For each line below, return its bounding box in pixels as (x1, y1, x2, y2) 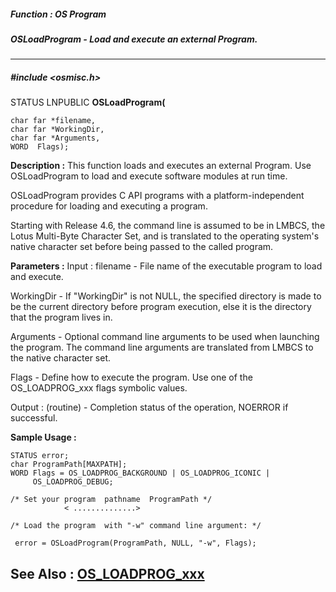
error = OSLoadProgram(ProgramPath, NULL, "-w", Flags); (14, 538, 257, 549)
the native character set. (10, 352, 112, 364)
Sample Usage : (10, 431, 77, 444)
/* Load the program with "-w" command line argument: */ (10, 521, 262, 531)
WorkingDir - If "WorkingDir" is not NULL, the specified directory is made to (10, 290, 322, 302)
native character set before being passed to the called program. (10, 241, 274, 253)
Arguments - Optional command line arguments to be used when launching (10, 331, 320, 343)
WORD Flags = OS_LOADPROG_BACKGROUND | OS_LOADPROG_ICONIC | (10, 468, 271, 479)
